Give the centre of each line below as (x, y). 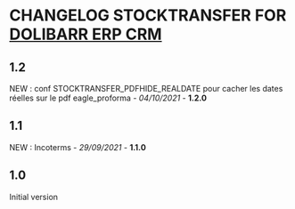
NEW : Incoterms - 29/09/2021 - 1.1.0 (78, 147)
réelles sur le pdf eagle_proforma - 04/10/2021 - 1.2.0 (108, 98)
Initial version (34, 197)
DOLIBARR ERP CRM (86, 34)
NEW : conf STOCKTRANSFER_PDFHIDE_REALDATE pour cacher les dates (146, 88)
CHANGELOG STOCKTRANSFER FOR (148, 16)
